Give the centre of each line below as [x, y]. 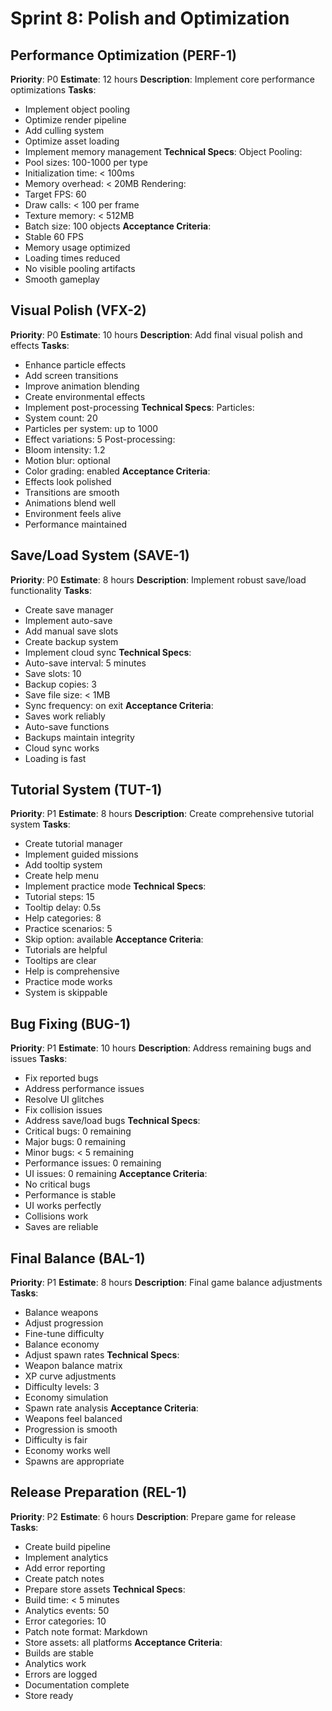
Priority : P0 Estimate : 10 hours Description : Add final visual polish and [156, 334]
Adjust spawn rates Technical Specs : [102, 1355]
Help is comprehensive [72, 971]
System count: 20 [61, 418]
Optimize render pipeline [75, 120]
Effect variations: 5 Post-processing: [100, 439]
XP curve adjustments [70, 1376]
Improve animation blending [82, 386]
